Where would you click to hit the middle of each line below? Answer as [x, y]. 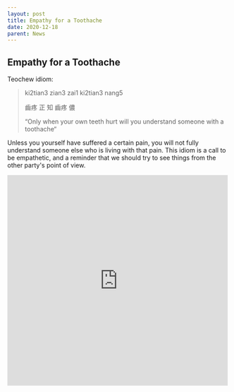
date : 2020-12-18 [33, 27]
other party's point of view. [47, 165]
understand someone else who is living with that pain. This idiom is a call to [117, 150]
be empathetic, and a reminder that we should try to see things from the [112, 158]
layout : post [26, 14]
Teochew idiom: [31, 79]
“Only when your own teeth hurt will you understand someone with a [124, 121]
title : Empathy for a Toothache [55, 20]
